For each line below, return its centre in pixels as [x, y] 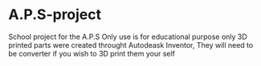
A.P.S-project [55, 15]
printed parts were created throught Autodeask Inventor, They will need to [131, 45]
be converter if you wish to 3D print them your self [92, 53]
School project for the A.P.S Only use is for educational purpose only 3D [128, 37]
